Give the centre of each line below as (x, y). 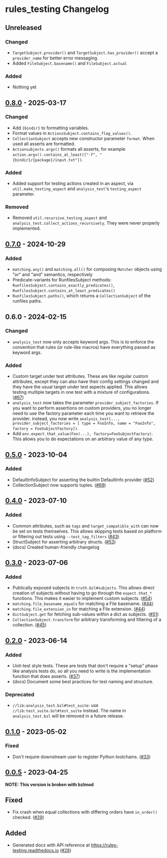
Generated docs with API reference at (51, 845)
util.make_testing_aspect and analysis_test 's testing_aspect (77, 189)
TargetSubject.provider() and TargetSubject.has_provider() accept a (85, 52)
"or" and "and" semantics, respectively (53, 275)
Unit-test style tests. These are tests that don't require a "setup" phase (85, 665)
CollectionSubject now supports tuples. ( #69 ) (59, 485)
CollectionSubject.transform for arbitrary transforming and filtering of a (87, 619)
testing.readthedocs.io (35, 851)
